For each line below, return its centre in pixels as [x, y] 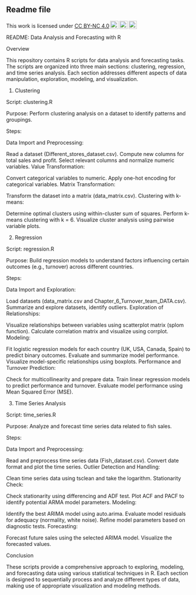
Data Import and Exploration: [41, 290]
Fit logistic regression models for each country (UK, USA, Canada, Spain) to [98, 349]
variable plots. [23, 226]
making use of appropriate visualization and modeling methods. [84, 586]
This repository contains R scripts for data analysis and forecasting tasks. [95, 60]
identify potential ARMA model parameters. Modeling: [71, 502]
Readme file [29, 10]
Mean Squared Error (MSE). [40, 392]
